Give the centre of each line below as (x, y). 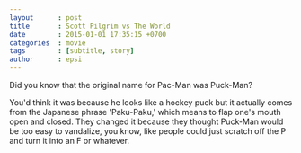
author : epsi (46, 59)
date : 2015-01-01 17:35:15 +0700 (88, 34)
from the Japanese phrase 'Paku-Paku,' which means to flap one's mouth (145, 112)
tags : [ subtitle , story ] (72, 51)
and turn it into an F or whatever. (70, 141)
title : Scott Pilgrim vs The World (90, 26)
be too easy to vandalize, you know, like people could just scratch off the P (148, 131)
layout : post (46, 18)
